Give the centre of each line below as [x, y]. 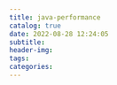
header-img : [31, 50]
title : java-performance [55, 17]
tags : [19, 58]
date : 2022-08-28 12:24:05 [59, 34]
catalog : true [35, 26]
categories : [31, 67]
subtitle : [27, 42]
